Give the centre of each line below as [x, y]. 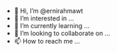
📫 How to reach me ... [47, 41]
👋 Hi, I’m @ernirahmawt [49, 11]
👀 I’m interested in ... [44, 18]
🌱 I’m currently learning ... [52, 26]
